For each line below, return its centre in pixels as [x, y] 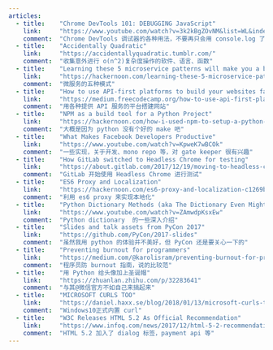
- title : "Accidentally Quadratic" [82, 46]
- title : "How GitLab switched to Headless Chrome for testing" [132, 159]
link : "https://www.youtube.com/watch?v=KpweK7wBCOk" [123, 144]
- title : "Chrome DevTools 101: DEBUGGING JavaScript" [116, 24]
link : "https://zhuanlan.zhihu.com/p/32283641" [112, 280]
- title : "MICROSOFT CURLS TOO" [76, 296]
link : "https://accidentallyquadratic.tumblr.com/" [120, 54]
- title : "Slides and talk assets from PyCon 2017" [110, 227]
